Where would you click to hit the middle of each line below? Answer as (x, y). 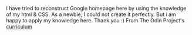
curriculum (19, 26)
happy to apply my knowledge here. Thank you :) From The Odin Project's (95, 20)
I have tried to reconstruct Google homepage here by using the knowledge (96, 8)
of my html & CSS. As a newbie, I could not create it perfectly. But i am (91, 14)
